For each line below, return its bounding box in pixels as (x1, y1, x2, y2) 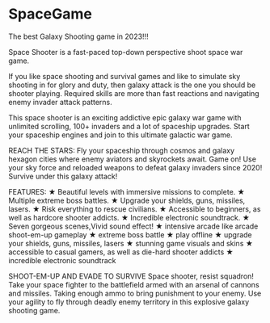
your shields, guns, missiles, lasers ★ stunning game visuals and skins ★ (8, 238, 253, 248)
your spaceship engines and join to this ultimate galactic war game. (8, 130, 233, 140)
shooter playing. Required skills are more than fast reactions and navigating (8, 88, 260, 98)
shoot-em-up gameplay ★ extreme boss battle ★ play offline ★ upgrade (8, 229, 252, 239)
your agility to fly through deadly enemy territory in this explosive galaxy (8, 296, 250, 307)
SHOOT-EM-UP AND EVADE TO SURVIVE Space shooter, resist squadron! (8, 271, 255, 281)
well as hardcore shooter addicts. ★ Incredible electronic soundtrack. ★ (8, 212, 251, 222)
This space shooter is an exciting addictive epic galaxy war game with (8, 112, 242, 122)
